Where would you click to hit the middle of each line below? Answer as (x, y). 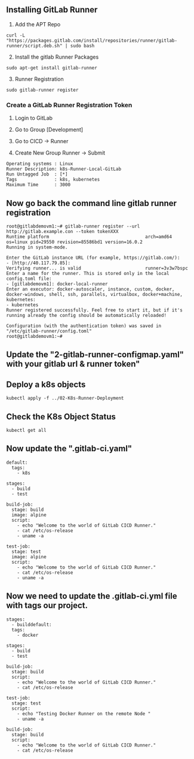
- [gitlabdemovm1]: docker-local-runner (57, 284)
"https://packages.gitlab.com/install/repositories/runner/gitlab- (92, 40)
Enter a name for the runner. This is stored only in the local (88, 273)
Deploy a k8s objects (46, 384)
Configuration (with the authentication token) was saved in (84, 326)
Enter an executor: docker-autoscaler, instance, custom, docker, (90, 289)
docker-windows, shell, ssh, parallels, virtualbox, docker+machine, (95, 294)
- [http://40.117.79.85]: (38, 263)
